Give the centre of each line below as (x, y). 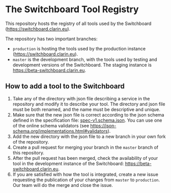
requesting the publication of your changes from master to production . (86, 180)
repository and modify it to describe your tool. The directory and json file (89, 104)
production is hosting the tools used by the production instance (79, 48)
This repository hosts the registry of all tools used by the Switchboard (78, 23)
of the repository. (31, 142)
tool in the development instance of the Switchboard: (68, 163)
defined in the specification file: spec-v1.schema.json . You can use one (87, 120)
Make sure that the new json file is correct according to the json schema (88, 115)
